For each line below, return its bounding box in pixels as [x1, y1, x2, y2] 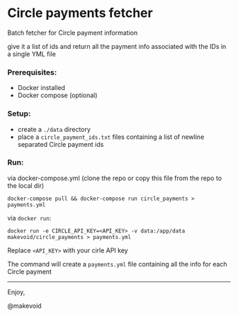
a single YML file [7, 50, 57, 58]
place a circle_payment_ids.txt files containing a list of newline [17, 133, 205, 141]
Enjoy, [7, 287, 25, 296]
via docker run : [7, 213, 52, 222]
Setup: [7, 109, 31, 118]
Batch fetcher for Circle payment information [7, 28, 138, 37]
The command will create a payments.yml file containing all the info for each [7, 260, 228, 268]
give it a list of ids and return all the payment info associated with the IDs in [7, 42, 227, 50]
